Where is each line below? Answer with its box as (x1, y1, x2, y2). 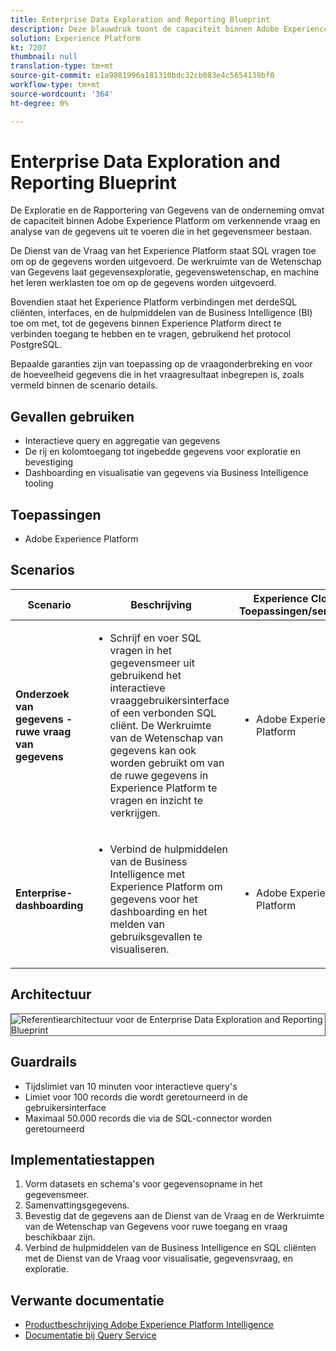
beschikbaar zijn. (24, 1231, 96, 1243)
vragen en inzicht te (109, 793, 203, 807)
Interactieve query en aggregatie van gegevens (24, 435, 221, 447)
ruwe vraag (15, 724, 72, 738)
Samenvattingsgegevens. (24, 1199, 130, 1211)
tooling (24, 477, 54, 490)
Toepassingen (10, 506, 102, 523)
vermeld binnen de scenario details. (10, 379, 158, 391)
